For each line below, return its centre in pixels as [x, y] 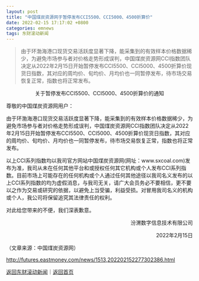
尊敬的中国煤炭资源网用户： [40, 106]
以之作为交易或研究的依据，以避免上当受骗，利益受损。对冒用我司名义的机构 [99, 190]
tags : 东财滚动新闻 [28, 34]
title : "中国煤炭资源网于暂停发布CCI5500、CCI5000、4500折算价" [79, 17]
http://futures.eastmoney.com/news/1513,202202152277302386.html [91, 260]
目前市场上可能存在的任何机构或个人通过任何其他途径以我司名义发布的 [102, 176]
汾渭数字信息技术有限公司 [162, 223]
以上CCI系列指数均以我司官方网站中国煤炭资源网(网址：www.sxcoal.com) [96, 161]
